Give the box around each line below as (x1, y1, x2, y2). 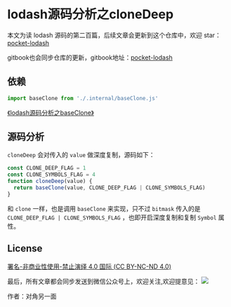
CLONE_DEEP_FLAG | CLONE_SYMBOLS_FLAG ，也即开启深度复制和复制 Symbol (7, 213, 217, 221)
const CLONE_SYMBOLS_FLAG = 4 (7, 171, 96, 179)
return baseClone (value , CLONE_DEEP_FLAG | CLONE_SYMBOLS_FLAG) (13, 184, 206, 191)
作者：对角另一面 (7, 292, 57, 300)
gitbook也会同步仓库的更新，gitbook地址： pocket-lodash (7, 53, 173, 62)
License (7, 243, 43, 254)
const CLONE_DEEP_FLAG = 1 (7, 165, 86, 172)
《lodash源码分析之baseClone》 (7, 108, 95, 116)
